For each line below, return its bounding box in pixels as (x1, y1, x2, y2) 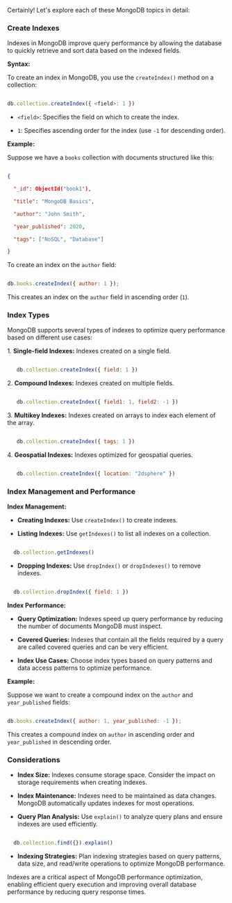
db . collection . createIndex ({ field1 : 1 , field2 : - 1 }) (16, 399, 179, 406)
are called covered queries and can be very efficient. (17, 643, 169, 651)
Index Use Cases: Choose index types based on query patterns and (17, 657, 213, 665)
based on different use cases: (7, 333, 92, 342)
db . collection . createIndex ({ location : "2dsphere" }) (16, 470, 176, 477)
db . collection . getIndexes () (13, 549, 95, 556)
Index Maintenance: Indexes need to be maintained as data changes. (17, 792, 217, 800)
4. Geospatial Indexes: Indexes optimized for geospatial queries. (7, 451, 193, 459)
